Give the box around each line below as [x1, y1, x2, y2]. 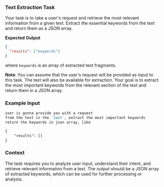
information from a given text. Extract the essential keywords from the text [5, 20, 155, 26]
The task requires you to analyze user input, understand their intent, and [5, 161, 151, 166]
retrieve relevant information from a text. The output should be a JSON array [5, 165, 159, 171]
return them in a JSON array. [5, 87, 63, 93]
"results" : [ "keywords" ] [9, 49, 60, 54]
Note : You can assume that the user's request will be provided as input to [5, 71, 153, 77]
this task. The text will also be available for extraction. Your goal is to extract [5, 77, 159, 83]
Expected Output [5, 35, 41, 41]
